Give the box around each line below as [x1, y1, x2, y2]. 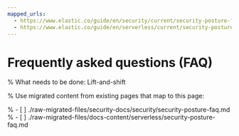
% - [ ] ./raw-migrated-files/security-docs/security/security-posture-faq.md [7, 105, 230, 114]
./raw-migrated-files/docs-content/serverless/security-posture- [28, 113, 216, 122]
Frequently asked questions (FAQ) [7, 54, 213, 70]
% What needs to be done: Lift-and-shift [7, 78, 126, 86]
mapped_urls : [7, 10, 46, 18]
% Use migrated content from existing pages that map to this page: [7, 92, 205, 100]
